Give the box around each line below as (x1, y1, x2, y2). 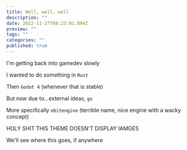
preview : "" (6, 26, 36, 32)
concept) (6, 113, 29, 120)
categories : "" (6, 37, 45, 43)
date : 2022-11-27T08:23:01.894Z (6, 20, 88, 26)
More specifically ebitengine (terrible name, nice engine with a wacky (6, 106, 181, 114)
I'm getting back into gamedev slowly (6, 59, 100, 67)
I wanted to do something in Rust (6, 71, 89, 78)
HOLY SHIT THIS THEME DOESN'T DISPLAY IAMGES (6, 124, 139, 132)
